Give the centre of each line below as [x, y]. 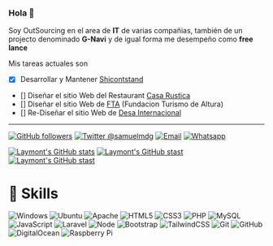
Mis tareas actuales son [48, 63]
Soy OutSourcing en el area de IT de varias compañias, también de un [126, 31]
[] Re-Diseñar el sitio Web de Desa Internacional [100, 113]
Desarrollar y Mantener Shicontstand [82, 80]
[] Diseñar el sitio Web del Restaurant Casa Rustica [105, 96]
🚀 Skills [34, 193]
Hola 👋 [22, 13]
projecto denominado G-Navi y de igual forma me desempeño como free [131, 39]
